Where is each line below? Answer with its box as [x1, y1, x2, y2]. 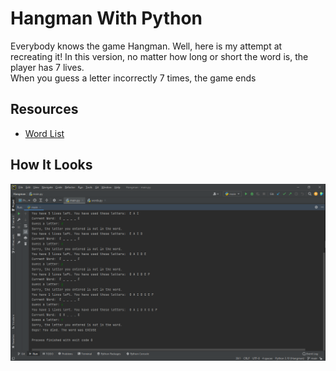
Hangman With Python [10, 7, 203, 30]
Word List [24, 127, 65, 139]
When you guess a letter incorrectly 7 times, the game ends [10, 72, 257, 84]
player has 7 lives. [10, 61, 85, 73]
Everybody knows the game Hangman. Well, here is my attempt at [10, 40, 283, 52]
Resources [10, 101, 79, 118]
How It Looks [10, 157, 93, 174]
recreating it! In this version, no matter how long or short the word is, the [10, 50, 309, 62]
